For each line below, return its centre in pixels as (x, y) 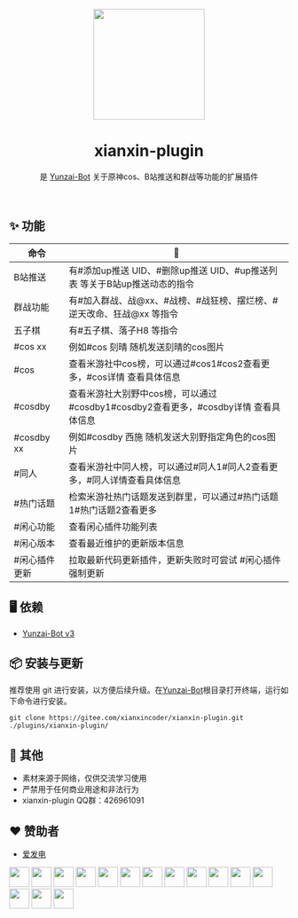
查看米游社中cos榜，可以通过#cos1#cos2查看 (165, 364)
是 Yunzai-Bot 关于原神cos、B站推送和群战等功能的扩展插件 (149, 177)
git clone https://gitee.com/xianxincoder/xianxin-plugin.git (126, 718)
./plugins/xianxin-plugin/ (59, 726)
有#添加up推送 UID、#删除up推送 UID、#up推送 (169, 271)
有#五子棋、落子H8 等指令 (123, 330)
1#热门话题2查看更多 (113, 510)
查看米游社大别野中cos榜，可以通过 (143, 393)
